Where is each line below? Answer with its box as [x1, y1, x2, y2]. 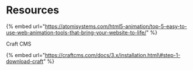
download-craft [6, 58, 44, 65]
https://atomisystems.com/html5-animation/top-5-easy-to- [44, 23, 187, 30]
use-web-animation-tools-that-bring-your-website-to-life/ [6, 29, 147, 36]
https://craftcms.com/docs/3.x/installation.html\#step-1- [44, 51, 181, 58]
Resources [6, 3, 60, 17]
